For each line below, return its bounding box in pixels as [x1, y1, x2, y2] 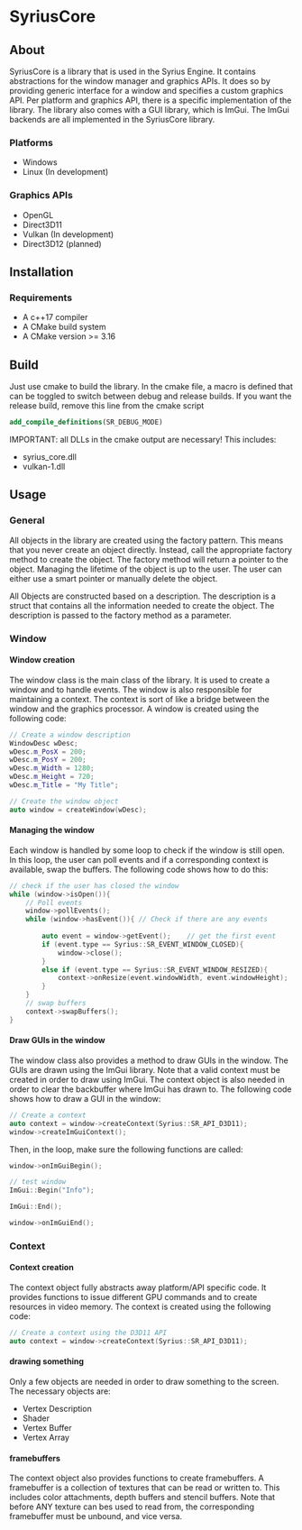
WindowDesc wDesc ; [9, 738, 78, 747]
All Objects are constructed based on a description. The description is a [9, 591, 277, 601]
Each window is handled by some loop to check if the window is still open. [9, 845, 286, 856]
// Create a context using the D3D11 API [9, 1328, 168, 1338]
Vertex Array [22, 1432, 70, 1443]
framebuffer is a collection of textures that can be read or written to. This [9, 1482, 280, 1493]
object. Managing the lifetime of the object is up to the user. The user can [9, 563, 282, 574]
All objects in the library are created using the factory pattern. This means [9, 535, 284, 545]
